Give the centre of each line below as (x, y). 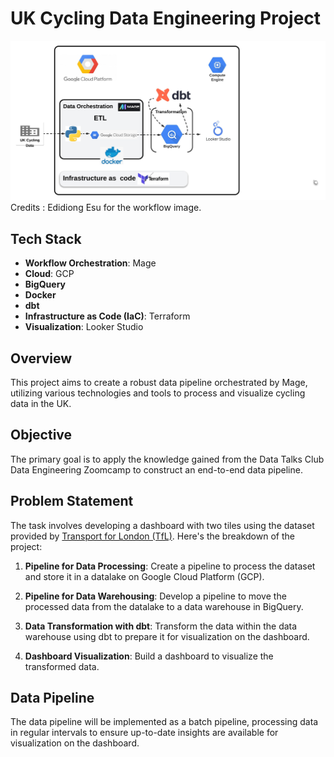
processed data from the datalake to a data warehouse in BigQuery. (164, 606)
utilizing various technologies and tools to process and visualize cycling (158, 393)
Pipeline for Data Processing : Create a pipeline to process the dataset (170, 566)
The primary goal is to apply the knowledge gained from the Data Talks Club (167, 459)
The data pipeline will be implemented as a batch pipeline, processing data (164, 722)
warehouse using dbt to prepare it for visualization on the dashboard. (167, 636)
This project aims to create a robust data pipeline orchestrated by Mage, (159, 382)
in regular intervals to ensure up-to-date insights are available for (144, 733)
